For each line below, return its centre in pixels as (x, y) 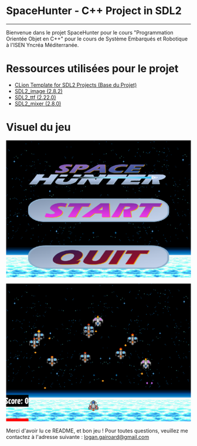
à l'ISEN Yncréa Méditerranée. (43, 45)
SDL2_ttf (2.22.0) (35, 97)
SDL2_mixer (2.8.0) (38, 103)
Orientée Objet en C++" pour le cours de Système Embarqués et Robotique (97, 39)
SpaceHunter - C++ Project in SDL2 (94, 11)
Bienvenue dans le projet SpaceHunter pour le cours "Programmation (90, 32)
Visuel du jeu (38, 127)
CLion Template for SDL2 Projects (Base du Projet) (76, 85)
